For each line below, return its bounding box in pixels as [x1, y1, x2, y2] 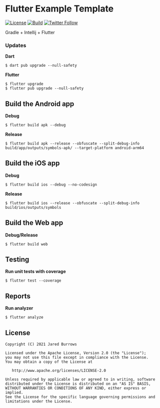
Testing [5, 255, 29, 264]
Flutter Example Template [5, 3, 114, 15]
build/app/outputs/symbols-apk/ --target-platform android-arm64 [5, 146, 144, 151]
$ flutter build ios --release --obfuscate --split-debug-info [5, 200, 140, 206]
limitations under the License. [5, 399, 72, 404]
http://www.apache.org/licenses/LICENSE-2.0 [11, 368, 106, 373]
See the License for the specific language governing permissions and [5, 394, 155, 399]
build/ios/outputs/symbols [5, 205, 61, 210]
